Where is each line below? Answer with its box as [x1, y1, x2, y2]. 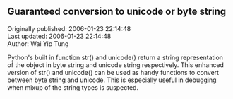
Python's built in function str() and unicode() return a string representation [7, 53, 224, 62]
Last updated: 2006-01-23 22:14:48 [7, 32, 112, 40]
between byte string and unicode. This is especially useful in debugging [7, 76, 217, 84]
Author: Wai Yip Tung [7, 39, 69, 48]
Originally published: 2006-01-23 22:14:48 [7, 24, 131, 33]
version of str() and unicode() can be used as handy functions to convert [7, 68, 220, 76]
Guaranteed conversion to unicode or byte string [7, 6, 227, 18]
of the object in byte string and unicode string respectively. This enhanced [7, 60, 225, 69]
